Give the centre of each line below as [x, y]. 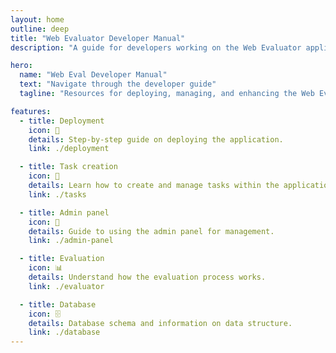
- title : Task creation [68, 167]
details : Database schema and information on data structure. [160, 323]
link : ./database [64, 332]
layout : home [37, 19]
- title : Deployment [62, 121]
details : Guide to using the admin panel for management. [151, 231]
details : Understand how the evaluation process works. [147, 277]
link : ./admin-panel [71, 241]
